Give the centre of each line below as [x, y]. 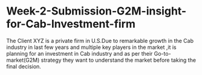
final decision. [24, 66]
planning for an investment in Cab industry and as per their [80, 53]
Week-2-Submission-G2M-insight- [96, 11]
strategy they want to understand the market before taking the [119, 60]
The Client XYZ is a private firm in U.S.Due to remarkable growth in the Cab [100, 41]
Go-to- [162, 53]
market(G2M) [23, 60]
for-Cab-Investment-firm [71, 24]
